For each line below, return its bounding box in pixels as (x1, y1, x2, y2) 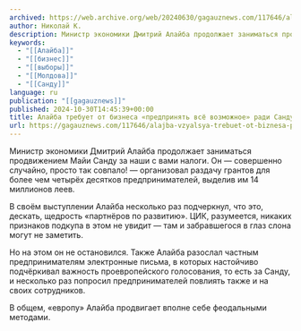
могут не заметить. (9, 230, 83, 240)
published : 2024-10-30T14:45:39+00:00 (9, 105, 154, 114)
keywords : (9, 38, 47, 47)
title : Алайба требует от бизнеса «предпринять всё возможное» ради (9, 113, 271, 122)
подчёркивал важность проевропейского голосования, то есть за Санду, (9, 266, 291, 276)
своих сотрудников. (9, 285, 86, 295)
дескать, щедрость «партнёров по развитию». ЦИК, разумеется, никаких (9, 211, 292, 221)
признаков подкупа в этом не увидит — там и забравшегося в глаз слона (9, 220, 291, 231)
